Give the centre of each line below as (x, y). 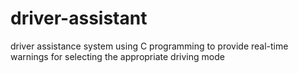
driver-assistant (79, 18)
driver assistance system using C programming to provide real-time (149, 46)
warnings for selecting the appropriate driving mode (117, 56)
